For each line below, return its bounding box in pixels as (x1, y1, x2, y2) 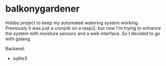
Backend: (5, 45, 26, 51)
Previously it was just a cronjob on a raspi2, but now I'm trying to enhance (5, 25, 161, 31)
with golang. (5, 36, 32, 42)
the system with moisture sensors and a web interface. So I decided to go (5, 30, 160, 36)
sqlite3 (12, 55, 27, 61)
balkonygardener (5, 3, 80, 15)
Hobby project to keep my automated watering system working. (5, 20, 139, 26)
